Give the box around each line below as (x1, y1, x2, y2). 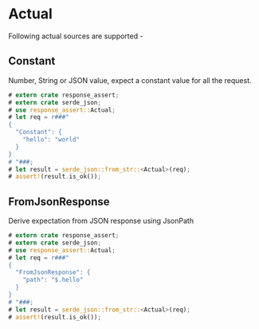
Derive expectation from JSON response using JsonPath (8, 216, 194, 226)
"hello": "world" (22, 136, 80, 144)
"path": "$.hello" (22, 276, 84, 284)
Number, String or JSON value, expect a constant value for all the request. (8, 75, 253, 85)
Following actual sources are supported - (8, 31, 143, 41)
